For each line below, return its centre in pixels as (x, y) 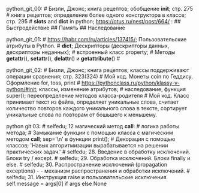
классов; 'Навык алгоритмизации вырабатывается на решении (87, 145)
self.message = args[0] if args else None (56, 183)
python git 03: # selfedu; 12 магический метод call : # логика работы (93, 126)
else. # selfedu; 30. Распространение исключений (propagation (87, 165)
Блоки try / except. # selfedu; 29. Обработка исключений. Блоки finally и (98, 158)
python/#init (21, 89)
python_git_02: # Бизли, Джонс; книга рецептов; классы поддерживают (98, 70)
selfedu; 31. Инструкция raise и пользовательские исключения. (87, 177)
